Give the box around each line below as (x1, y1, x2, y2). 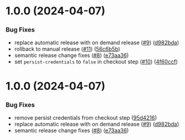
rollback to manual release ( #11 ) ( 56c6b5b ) (14, 45, 121, 53)
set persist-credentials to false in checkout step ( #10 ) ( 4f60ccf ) (14, 58, 178, 65)
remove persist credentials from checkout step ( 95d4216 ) (14, 114, 157, 121)
